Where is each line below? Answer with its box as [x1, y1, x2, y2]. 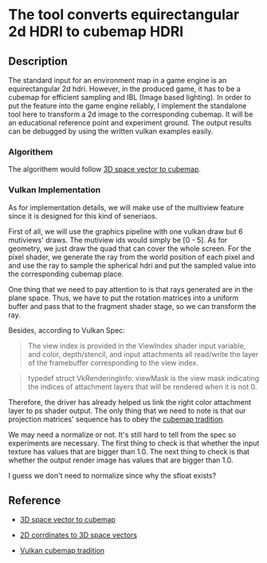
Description [8, 54, 68, 68]
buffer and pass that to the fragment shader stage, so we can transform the [8, 301, 257, 311]
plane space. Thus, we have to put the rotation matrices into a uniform [8, 293, 239, 303]
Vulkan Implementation [8, 184, 101, 196]
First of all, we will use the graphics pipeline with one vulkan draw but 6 [8, 226, 243, 236]
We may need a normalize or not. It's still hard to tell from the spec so [8, 430, 237, 439]
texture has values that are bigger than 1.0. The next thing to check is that [8, 446, 249, 456]
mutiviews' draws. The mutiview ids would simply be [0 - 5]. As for [8, 235, 228, 244]
